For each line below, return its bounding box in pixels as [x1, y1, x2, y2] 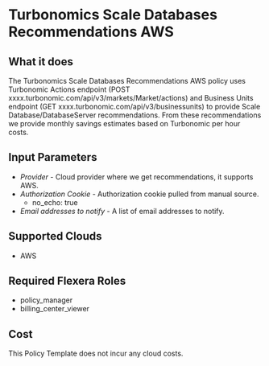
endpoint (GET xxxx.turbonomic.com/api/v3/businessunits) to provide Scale [8, 102, 261, 111]
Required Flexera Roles [8, 274, 126, 288]
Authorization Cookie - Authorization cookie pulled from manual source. [19, 189, 259, 199]
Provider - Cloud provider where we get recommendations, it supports [19, 171, 254, 182]
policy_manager [19, 295, 73, 305]
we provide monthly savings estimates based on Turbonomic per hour [8, 119, 241, 128]
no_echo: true [31, 197, 78, 207]
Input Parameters [8, 150, 97, 164]
